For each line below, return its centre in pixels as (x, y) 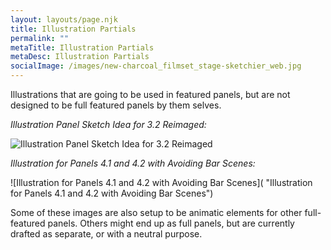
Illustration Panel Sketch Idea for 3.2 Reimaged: (108, 124)
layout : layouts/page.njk (64, 19)
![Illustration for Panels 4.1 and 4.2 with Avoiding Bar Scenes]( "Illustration (161, 182)
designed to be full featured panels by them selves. (116, 105)
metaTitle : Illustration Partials (82, 47)
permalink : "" (40, 38)
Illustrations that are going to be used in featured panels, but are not (150, 94)
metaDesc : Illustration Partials (80, 57)
